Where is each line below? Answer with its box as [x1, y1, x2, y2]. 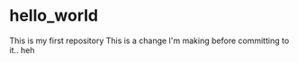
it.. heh [9, 44, 35, 55]
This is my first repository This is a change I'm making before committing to [9, 35, 290, 46]
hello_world [9, 5, 99, 26]
